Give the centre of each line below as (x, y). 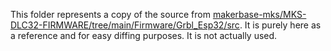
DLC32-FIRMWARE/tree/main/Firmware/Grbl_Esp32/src (125, 25)
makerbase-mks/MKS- (259, 14)
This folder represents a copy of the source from (110, 14)
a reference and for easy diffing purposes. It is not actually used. (144, 35)
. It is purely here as (280, 25)
